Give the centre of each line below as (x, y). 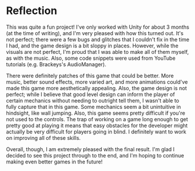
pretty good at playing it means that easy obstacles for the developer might (97, 125)
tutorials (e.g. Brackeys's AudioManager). (56, 64)
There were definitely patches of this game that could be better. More (90, 76)
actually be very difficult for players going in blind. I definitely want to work (96, 131)
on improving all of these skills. (43, 138)
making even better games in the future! (54, 162)
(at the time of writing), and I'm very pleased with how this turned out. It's (95, 33)
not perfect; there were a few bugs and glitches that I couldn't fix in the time (98, 39)
